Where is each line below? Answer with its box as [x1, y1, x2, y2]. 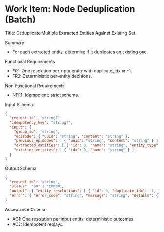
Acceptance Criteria [5, 207, 45, 212]
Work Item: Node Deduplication [5, 3, 135, 15]
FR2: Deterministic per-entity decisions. [12, 73, 92, 79]
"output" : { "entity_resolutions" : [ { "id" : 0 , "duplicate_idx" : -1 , [9, 188, 156, 194]
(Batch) [5, 14, 36, 25]
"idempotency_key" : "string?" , [9, 120, 73, 125]
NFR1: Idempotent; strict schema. [12, 92, 79, 98]
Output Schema [5, 165, 37, 171]
